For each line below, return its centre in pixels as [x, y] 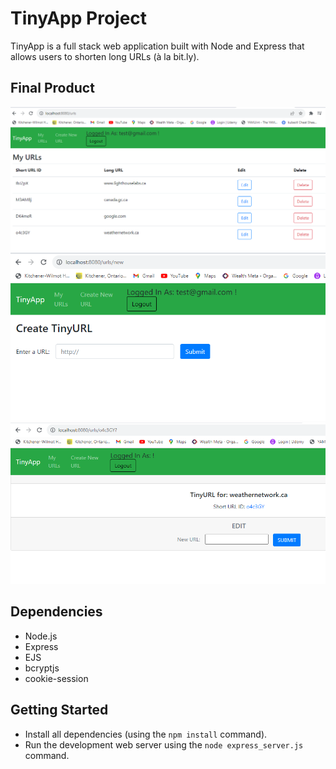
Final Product [52, 88]
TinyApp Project [79, 18]
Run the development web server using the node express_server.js [164, 744]
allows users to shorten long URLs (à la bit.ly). [105, 56]
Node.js [41, 636]
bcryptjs [42, 668]
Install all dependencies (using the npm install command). [146, 734]
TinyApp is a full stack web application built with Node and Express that [157, 46]
